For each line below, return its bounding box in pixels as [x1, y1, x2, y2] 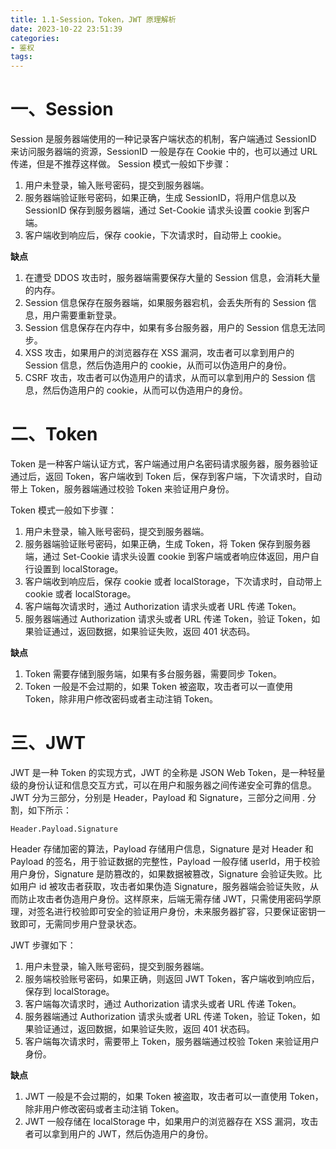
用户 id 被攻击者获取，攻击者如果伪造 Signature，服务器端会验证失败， [18, 880, 310, 892]
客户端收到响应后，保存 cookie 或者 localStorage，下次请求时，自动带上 [24, 576, 323, 587]
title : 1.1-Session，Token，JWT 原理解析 [10, 14, 177, 25]
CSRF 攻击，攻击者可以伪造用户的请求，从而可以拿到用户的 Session [24, 372, 305, 384]
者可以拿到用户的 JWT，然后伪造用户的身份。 [24, 1127, 214, 1140]
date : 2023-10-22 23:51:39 [10, 24, 123, 34]
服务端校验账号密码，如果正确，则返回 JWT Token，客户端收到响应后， [24, 972, 320, 985]
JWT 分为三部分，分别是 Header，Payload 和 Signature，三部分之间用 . [10, 791, 306, 803]
